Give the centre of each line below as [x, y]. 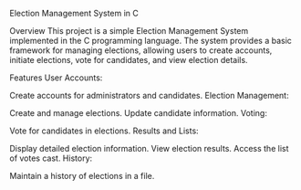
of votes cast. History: [51, 158]
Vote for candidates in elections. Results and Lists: [104, 131]
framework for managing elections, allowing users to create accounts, [141, 50]
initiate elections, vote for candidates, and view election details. [129, 60]
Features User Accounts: [56, 78]
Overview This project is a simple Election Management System [129, 31]
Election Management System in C [74, 13]
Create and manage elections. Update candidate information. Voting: [138, 113]
